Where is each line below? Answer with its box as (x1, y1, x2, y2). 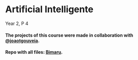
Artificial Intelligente (5, 4, 94, 15)
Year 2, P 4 (5, 20, 29, 26)
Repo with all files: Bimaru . (5, 49, 63, 55)
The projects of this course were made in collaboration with (5, 32, 133, 38)
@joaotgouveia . (5, 37, 40, 44)
